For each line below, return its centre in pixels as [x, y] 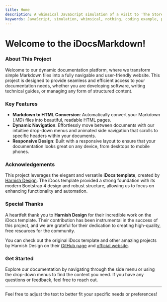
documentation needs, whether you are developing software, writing [75, 85]
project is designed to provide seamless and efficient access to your [75, 80]
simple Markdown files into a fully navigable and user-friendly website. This [83, 75]
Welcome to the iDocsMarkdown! [75, 43]
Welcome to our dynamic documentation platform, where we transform [78, 70]
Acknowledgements [30, 164]
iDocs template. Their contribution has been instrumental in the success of [82, 220]
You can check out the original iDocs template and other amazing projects [81, 240]
